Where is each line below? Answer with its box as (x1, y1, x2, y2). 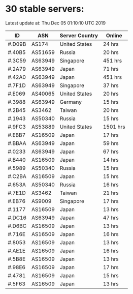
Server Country (59, 32, 98, 39)
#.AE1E (8, 247, 26, 254)
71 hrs (103, 65, 119, 72)
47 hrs (103, 214, 119, 221)
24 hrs (103, 40, 119, 47)
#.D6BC (8, 222, 27, 229)
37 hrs (103, 82, 119, 89)
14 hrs (103, 156, 119, 163)
